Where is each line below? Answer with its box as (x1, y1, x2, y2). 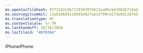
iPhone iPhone (5, 44, 34, 49)
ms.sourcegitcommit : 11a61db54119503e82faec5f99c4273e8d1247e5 (5, 12, 139, 17)
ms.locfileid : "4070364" (5, 30, 56, 35)
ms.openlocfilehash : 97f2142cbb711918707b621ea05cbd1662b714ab (5, 7, 139, 12)
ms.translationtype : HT (5, 16, 54, 21)
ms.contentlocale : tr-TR (5, 21, 56, 26)
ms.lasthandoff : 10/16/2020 (5, 26, 63, 30)
